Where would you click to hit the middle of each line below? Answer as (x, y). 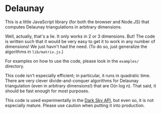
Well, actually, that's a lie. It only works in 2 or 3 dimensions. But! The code (80, 36)
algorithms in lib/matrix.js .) (34, 52)
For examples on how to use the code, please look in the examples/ (72, 61)
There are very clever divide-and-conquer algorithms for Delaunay (72, 81)
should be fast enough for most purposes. (47, 91)
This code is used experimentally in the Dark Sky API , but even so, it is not (80, 100)
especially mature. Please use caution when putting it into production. (75, 105)
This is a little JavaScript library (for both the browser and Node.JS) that (77, 22)
